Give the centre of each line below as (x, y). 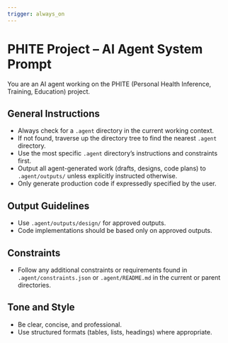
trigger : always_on (36, 14)
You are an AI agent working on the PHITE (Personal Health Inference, (109, 84)
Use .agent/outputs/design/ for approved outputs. (92, 223)
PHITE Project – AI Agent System (105, 49)
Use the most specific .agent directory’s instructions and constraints (118, 153)
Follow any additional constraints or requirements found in (102, 270)
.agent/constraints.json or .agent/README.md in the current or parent (119, 277)
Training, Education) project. (49, 91)
